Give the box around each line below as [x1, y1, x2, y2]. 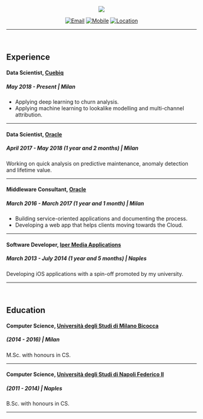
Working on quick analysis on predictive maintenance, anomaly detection [6, 159, 188, 167]
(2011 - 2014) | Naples [6, 384, 62, 392]
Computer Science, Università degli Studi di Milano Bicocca [6, 322, 159, 329]
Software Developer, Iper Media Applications [6, 241, 121, 248]
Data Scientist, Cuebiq [6, 69, 64, 76]
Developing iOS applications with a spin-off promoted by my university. [6, 270, 184, 277]
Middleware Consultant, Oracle [6, 186, 86, 193]
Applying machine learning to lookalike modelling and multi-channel [14, 104, 184, 112]
